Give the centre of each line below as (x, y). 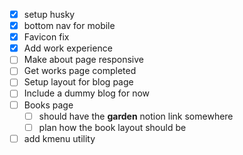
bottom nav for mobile (69, 26)
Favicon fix (46, 37)
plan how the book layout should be (112, 127)
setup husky (49, 14)
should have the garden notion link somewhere (136, 116)
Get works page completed (80, 71)
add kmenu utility (59, 138)
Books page (48, 105)
